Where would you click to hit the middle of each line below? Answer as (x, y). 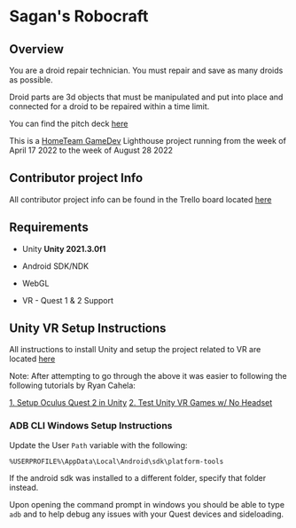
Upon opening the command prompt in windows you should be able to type (147, 504)
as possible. (31, 80)
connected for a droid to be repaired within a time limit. (109, 106)
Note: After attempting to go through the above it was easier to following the (148, 376)
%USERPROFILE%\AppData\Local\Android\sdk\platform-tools (117, 461)
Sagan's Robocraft (79, 16)
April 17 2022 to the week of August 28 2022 (91, 150)
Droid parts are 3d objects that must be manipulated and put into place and (146, 97)
